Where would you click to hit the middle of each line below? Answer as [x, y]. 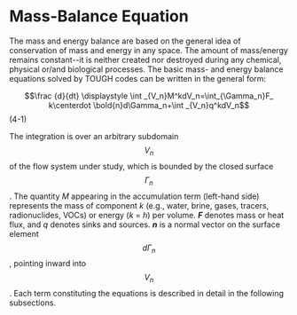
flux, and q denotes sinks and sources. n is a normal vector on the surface [145, 224]
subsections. [32, 303]
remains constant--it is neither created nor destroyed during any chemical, [145, 59]
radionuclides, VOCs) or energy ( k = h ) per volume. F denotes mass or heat [147, 215]
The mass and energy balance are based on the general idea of [125, 41]
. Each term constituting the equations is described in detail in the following [146, 294]
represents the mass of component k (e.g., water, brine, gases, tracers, [139, 205]
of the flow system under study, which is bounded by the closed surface [141, 166]
